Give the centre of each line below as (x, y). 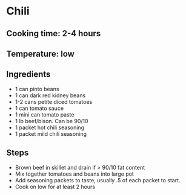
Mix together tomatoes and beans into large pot (75, 174)
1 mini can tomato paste (45, 114)
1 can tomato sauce (39, 108)
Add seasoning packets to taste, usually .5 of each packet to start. (98, 180)
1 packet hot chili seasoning (50, 127)
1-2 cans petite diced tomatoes (54, 101)
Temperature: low (40, 53)
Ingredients (28, 75)
